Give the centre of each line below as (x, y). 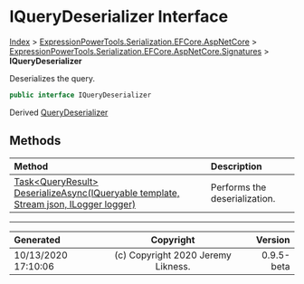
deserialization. (243, 198)
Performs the (239, 187)
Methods (35, 141)
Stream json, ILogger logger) (75, 204)
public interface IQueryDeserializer (81, 95)
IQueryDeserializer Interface (119, 17)
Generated (37, 240)
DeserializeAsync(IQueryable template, (97, 193)
